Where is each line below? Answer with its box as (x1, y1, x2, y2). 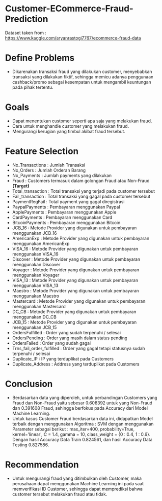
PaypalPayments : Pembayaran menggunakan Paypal (12, 204, 120, 210)
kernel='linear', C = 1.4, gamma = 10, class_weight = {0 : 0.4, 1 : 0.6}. (12, 431, 151, 437)
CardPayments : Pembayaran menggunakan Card (12, 214, 112, 220)
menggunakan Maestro (12, 293, 59, 299)
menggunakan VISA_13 (12, 282, 59, 288)
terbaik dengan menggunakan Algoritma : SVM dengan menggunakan (12, 421, 154, 427)
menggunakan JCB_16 (12, 230, 57, 236)
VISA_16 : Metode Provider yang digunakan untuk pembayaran (12, 246, 138, 251)
